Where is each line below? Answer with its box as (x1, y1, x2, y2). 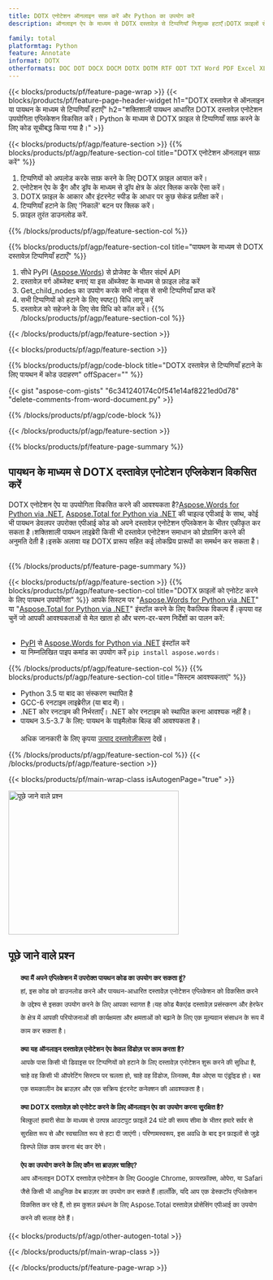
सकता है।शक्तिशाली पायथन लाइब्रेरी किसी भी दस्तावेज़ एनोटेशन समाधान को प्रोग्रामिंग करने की (8, 526, 245, 537)
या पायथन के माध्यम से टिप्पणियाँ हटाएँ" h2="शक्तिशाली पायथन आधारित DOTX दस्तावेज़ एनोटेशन (8, 104, 262, 114)
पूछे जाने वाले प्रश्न (8, 949, 75, 963)
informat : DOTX (8, 57, 60, 65)
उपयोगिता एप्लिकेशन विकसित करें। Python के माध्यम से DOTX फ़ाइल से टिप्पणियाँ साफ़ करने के (8, 113, 260, 123)
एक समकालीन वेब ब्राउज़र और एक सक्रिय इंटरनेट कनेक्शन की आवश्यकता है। (19, 1084, 205, 1093)
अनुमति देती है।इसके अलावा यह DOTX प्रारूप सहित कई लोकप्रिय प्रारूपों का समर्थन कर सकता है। (8, 536, 260, 546)
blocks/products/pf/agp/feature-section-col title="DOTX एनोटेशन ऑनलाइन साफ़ (8, 147, 261, 157)
